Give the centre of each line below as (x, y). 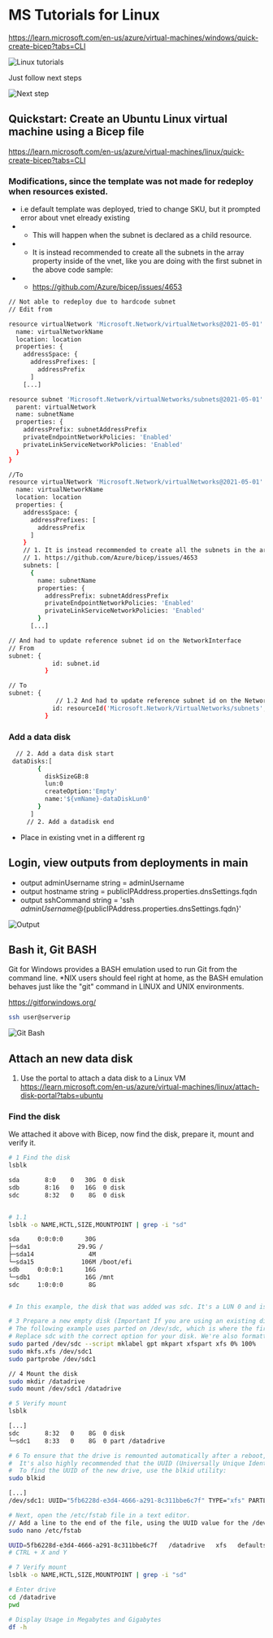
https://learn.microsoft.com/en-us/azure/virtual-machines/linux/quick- (127, 151)
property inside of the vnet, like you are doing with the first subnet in (147, 261)
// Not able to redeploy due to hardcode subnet (92, 302)
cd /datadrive (32, 1597)
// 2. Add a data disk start (65, 753)
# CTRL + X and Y (38, 1553)
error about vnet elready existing (75, 218)
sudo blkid (27, 1478)
